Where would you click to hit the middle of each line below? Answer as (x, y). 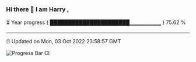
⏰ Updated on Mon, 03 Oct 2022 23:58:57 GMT (64, 42)
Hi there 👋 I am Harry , (38, 9)
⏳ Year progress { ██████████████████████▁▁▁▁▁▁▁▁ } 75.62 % (96, 22)
